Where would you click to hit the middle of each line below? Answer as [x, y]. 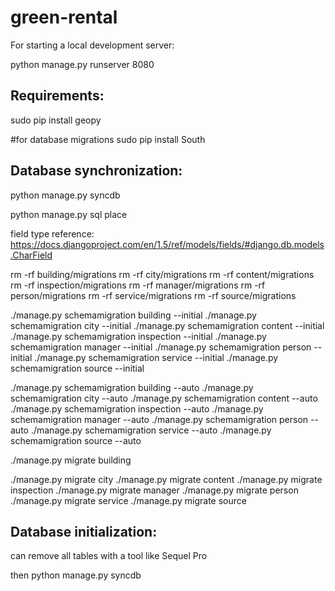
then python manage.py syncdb [76, 575]
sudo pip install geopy [56, 120]
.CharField [31, 255]
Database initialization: [84, 531]
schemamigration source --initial [77, 368]
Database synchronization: [96, 171]
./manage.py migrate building [71, 460]
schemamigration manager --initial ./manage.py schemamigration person [161, 347]
